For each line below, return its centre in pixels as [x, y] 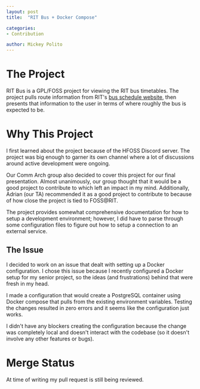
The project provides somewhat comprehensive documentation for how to [98, 212]
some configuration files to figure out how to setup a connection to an [92, 225]
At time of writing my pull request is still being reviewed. [75, 379]
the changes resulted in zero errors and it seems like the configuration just [98, 308]
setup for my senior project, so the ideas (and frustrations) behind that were [99, 277]
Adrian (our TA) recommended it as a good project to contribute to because [99, 194]
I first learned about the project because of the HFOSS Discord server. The [98, 151]
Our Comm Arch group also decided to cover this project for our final [91, 175]
